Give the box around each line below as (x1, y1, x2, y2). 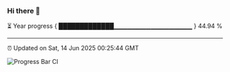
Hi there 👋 (7, 6, 41, 16)
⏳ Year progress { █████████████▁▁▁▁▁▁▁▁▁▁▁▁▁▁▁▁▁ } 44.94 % (7, 22, 223, 30)
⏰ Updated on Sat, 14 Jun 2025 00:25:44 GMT (7, 44, 139, 52)
